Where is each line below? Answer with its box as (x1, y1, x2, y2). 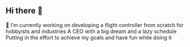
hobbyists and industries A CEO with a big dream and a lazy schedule (5, 28, 177, 35)
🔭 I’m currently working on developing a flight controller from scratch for (5, 21, 184, 28)
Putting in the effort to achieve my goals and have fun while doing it (5, 33, 172, 41)
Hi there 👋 (5, 6, 43, 16)
